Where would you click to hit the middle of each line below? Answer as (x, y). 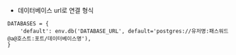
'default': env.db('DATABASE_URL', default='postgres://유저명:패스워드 (124, 31)
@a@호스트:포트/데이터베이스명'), (49, 39)
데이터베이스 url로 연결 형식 (56, 10)
